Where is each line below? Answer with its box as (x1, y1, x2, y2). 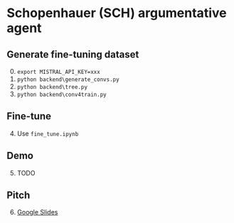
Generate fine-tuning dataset (6, 48, 139, 60)
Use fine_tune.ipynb (16, 129, 79, 138)
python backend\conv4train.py (16, 91, 107, 98)
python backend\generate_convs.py (16, 76, 119, 83)
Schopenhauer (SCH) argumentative (6, 5, 227, 21)
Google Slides (16, 208, 58, 217)
